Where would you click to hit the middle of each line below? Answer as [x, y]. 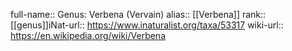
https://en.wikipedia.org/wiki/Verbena [88, 35]
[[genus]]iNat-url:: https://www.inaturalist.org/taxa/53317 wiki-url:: [147, 25]
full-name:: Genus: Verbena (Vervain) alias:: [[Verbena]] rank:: [138, 14]
